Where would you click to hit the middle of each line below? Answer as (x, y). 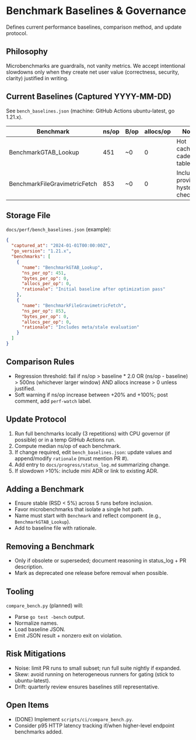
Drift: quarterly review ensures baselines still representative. (87, 687)
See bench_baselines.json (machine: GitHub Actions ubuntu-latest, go (90, 111)
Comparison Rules (40, 362)
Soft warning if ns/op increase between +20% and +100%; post (91, 395)
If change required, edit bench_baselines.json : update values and (93, 452)
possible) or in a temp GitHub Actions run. (65, 440)
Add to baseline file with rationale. (55, 528)
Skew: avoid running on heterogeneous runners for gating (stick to (94, 674)
